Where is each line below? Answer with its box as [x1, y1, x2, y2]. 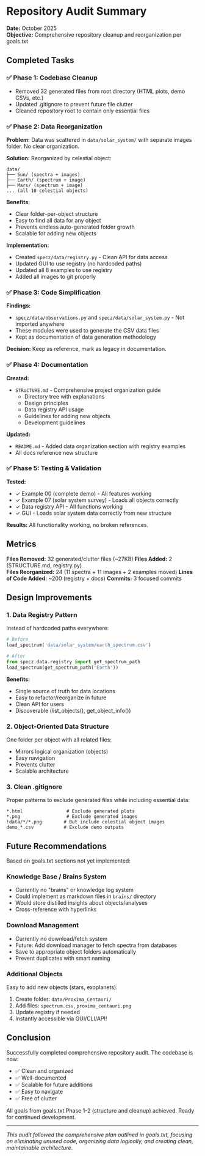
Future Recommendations [6, 841, 107, 851]
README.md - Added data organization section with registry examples [15, 442, 186, 450]
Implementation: [6, 241, 49, 249]
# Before [6, 636, 29, 642]
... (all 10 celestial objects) [6, 188, 88, 194]
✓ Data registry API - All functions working [15, 503, 123, 510]
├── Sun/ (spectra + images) [6, 171, 81, 178]
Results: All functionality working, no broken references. [6, 521, 148, 528]
